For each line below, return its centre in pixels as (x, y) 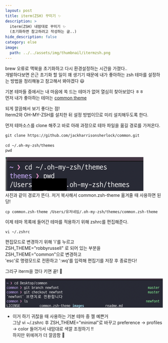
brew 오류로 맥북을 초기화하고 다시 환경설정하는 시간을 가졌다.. (66, 68)
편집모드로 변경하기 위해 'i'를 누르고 (40, 242)
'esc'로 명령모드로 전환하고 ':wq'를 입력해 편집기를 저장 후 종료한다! (71, 260)
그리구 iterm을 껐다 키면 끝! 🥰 (34, 271)
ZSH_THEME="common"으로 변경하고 (43, 254)
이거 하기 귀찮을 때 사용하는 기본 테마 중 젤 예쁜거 (60, 316)
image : (12, 48)
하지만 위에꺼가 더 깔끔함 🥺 (38, 335)
